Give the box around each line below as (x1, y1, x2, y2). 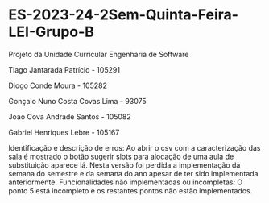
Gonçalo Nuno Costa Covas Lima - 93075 (8, 96, 147, 106)
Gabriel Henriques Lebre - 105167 (8, 127, 120, 137)
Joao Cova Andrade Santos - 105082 (8, 111, 131, 122)
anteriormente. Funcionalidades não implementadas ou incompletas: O (8, 177, 243, 187)
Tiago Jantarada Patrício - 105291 (8, 64, 121, 74)
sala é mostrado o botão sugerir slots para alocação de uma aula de (8, 151, 234, 161)
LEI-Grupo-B (8, 23, 95, 41)
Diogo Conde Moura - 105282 (8, 81, 107, 90)
